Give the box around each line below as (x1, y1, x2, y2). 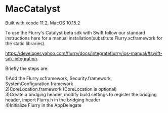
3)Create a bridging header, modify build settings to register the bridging (5, 91, 157, 97)
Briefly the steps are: (5, 65, 49, 71)
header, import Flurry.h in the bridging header (5, 97, 101, 103)
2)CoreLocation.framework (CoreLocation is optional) (5, 86, 117, 92)
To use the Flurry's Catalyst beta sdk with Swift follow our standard (5, 29, 146, 35)
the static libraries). (5, 40, 46, 46)
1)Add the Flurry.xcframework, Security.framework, (5, 75, 112, 81)
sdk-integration (5, 55, 37, 61)
